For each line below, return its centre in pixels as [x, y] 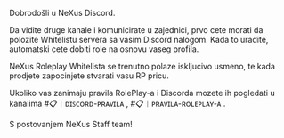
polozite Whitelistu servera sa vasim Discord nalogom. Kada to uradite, [139, 40]
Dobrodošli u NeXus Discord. [62, 13]
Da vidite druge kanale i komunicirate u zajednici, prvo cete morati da [136, 30]
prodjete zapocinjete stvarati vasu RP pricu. [89, 76]
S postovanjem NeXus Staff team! [71, 124]
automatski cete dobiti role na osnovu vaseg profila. [104, 49]
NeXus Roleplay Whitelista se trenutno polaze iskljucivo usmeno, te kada [142, 66]
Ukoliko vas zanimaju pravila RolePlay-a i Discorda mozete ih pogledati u [142, 93]
